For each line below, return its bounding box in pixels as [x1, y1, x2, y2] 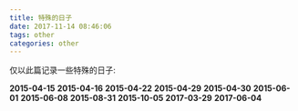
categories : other [9, 38, 79, 48]
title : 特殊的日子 [9, 13, 73, 23]
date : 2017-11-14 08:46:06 [9, 22, 112, 31]
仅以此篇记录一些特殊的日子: [9, 65, 117, 76]
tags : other [9, 30, 55, 39]
